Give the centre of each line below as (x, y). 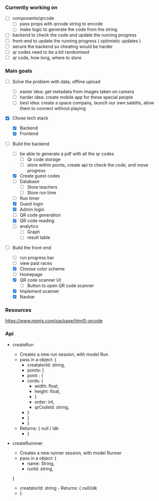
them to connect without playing (53, 108)
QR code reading (37, 221)
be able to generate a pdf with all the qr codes (67, 154)
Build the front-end (32, 247)
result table (39, 237)
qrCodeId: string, (52, 407)
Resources (18, 310)
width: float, (47, 386)
